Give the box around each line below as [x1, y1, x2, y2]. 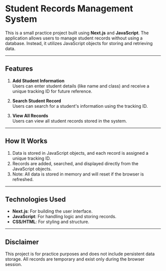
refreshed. [12, 176, 34, 182]
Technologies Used [5, 195, 66, 203]
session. [5, 262, 22, 268]
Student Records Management [5, 3, 133, 14]
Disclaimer [5, 238, 39, 246]
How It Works [5, 137, 48, 145]
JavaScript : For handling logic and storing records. [12, 214, 117, 220]
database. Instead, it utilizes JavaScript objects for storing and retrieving [5, 40, 153, 46]
